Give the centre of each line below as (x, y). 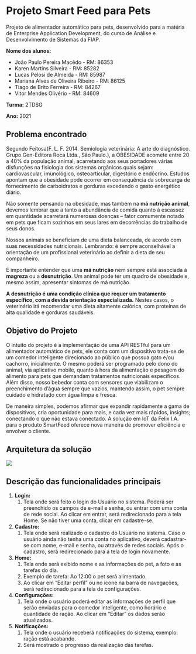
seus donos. (21, 228)
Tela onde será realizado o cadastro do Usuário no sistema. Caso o (104, 533)
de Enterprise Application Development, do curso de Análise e (81, 33)
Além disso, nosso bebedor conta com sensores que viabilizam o (85, 382)
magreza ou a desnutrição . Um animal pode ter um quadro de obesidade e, (97, 276)
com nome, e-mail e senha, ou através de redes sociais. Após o (107, 546)
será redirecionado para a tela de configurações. (82, 589)
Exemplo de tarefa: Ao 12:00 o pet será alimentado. (85, 577)
